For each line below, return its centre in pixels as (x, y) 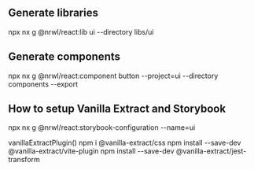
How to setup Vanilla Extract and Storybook (117, 109)
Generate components (64, 57)
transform (24, 160)
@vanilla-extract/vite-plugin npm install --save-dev (91, 151)
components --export (43, 84)
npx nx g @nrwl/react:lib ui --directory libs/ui (81, 31)
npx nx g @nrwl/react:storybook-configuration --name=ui (102, 128)
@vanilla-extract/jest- (211, 151)
